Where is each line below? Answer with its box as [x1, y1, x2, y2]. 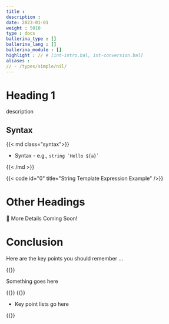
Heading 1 [6, 89, 56, 102]
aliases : [6, 58, 31, 64]
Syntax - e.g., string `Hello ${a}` [14, 152, 100, 159]
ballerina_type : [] [6, 36, 57, 42]
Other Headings [6, 195, 85, 209]
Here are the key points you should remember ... [6, 255, 124, 262]
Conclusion [6, 236, 64, 249]
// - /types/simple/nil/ [6, 63, 67, 69]
